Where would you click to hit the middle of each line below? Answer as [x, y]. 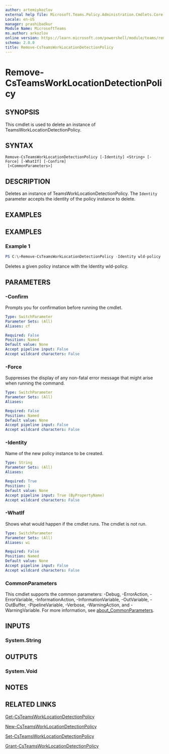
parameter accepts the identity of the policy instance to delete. [70, 199]
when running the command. [35, 383]
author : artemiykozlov [29, 10]
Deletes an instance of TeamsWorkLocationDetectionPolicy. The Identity [81, 194]
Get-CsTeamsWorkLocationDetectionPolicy [50, 717]
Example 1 [18, 246]
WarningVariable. [23, 610]
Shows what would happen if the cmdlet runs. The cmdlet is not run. [76, 524]
